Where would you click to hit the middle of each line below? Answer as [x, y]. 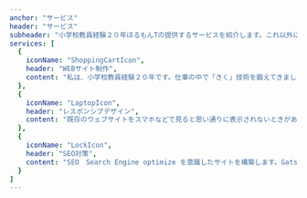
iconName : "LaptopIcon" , [73, 103]
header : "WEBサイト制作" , [72, 69]
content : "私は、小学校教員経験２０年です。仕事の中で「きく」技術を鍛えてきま [158, 78]
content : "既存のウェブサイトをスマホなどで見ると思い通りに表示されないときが [159, 120]
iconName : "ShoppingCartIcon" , [85, 60]
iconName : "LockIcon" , [69, 145]
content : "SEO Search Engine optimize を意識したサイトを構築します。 [153, 162]
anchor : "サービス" [44, 18]
